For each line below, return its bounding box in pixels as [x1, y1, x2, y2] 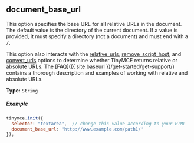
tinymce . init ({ [6, 115, 44, 121]
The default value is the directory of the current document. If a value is [6, 26, 178, 34]
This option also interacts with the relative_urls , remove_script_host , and [6, 50, 182, 58]
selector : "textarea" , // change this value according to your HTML [11, 121, 186, 127]
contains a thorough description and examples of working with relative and [6, 69, 188, 76]
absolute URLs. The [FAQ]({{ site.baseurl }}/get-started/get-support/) [6, 63, 175, 70]
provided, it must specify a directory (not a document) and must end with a [6, 32, 189, 40]
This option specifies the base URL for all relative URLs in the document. [6, 20, 182, 27]
